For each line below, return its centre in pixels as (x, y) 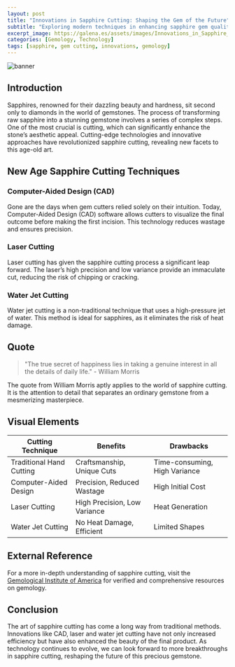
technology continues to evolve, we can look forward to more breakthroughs (117, 649)
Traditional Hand (38, 462)
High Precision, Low (108, 502)
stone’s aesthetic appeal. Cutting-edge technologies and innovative (104, 134)
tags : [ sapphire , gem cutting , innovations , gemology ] (89, 46)
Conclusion (33, 609)
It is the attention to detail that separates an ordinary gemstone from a (108, 392)
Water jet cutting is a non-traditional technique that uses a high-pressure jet (116, 310)
